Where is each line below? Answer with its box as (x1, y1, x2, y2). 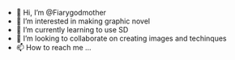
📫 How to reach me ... (15, 43, 92, 52)
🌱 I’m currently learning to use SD (15, 25, 129, 34)
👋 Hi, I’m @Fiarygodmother (15, 8, 107, 17)
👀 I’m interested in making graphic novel (15, 16, 151, 26)
